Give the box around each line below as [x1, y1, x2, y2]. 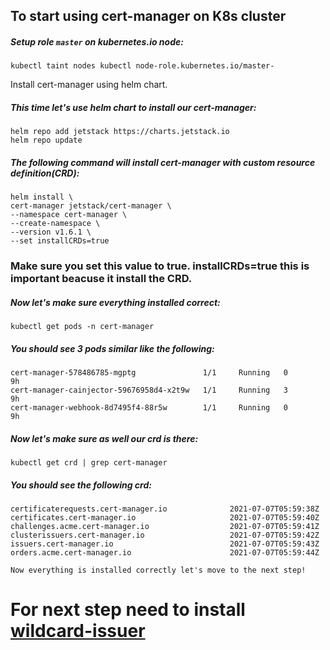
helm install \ [10, 192, 74, 203]
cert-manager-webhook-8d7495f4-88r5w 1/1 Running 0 [10, 403, 288, 413]
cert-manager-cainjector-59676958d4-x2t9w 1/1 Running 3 [10, 385, 288, 396]
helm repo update [10, 135, 83, 146]
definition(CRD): [10, 167, 80, 179]
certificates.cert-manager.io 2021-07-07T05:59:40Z [10, 513, 320, 523]
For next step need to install [10, 599, 246, 621]
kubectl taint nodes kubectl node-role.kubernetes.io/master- [10, 61, 275, 71]
